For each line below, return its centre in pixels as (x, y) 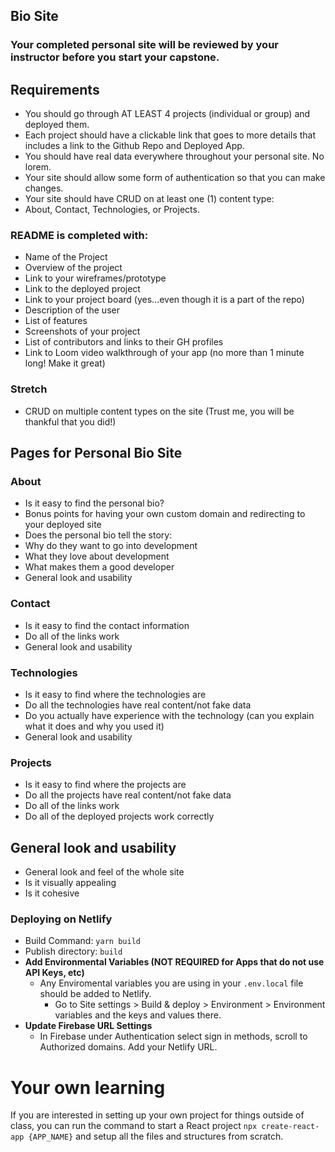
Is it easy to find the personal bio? (94, 503)
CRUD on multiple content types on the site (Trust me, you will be (159, 411)
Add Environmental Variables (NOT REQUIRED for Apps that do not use (174, 962)
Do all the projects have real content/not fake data (128, 795)
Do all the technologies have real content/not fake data (138, 705)
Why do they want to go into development (111, 546)
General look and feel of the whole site (104, 872)
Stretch (29, 389)
